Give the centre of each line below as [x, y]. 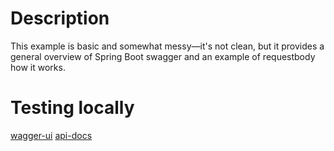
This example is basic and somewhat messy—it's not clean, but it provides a [167, 46]
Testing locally [72, 108]
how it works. [38, 67]
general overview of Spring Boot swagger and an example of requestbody [163, 56]
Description [60, 18]
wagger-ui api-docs [51, 135]
